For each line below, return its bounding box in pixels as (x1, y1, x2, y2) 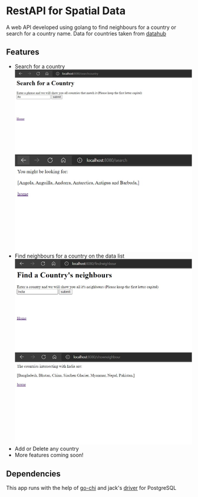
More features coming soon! (14, 451, 84, 459)
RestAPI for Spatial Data (6, 4, 126, 18)
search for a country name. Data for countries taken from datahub (6, 30, 167, 37)
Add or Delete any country (14, 445, 80, 453)
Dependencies (6, 469, 61, 479)
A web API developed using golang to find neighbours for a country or (6, 24, 177, 31)
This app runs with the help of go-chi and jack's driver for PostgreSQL (6, 484, 177, 491)
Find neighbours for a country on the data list (14, 252, 125, 259)
